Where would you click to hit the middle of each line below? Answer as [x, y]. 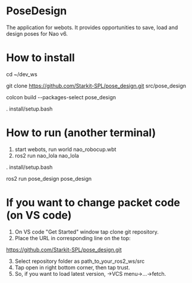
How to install [41, 58]
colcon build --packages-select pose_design [61, 97]
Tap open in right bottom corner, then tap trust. [72, 267]
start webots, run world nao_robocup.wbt [65, 149]
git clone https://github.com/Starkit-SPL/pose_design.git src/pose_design [96, 86]
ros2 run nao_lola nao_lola [47, 155]
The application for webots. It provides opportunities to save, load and [92, 27]
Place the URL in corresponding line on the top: [73, 238]
